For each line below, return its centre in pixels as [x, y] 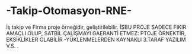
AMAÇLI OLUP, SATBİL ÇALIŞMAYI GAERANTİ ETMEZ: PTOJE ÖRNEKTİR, [96, 33]
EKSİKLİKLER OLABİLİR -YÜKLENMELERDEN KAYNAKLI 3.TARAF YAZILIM [96, 39]
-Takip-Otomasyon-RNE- [69, 11]
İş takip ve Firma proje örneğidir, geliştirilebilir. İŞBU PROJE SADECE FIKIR [96, 27]
